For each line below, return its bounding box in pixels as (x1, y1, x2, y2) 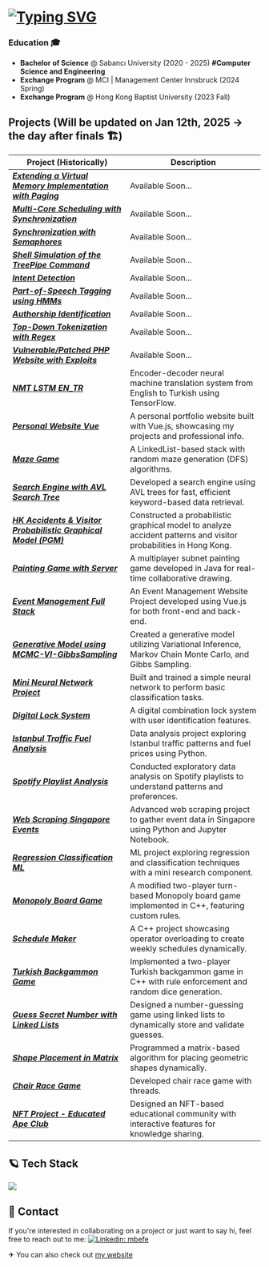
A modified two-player (129, 880, 216, 891)
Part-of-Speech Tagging (12, 285, 112, 296)
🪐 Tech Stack (8, 1156, 78, 1170)
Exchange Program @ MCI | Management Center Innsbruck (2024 (19, 75, 240, 85)
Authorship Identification (12, 308, 111, 320)
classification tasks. (129, 692, 204, 703)
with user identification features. (129, 715, 252, 726)
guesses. (129, 1029, 164, 1040)
